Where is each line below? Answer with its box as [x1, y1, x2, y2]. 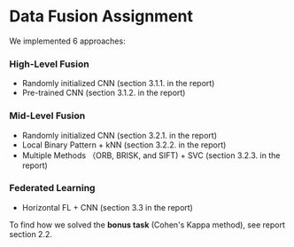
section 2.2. [9, 228, 53, 239]
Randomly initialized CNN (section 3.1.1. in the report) [21, 78, 215, 89]
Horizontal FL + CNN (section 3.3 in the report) [21, 202, 193, 212]
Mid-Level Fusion [9, 109, 86, 122]
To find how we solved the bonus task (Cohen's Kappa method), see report [9, 219, 285, 230]
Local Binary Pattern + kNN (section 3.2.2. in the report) [21, 139, 227, 150]
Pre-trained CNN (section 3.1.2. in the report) [21, 87, 186, 99]
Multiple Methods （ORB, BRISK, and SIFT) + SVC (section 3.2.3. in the [21, 149, 281, 161]
